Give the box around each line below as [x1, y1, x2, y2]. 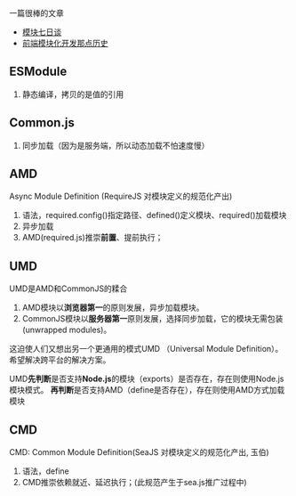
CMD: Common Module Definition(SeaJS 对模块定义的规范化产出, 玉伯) [9, 447, 269, 458]
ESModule [9, 64, 68, 79]
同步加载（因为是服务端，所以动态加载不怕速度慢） [21, 140, 210, 150]
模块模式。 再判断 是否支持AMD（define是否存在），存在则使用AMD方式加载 [9, 385, 285, 395]
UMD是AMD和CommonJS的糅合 [9, 283, 128, 294]
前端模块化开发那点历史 [21, 38, 108, 48]
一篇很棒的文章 [9, 8, 64, 18]
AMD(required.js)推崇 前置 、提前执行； [21, 232, 164, 243]
